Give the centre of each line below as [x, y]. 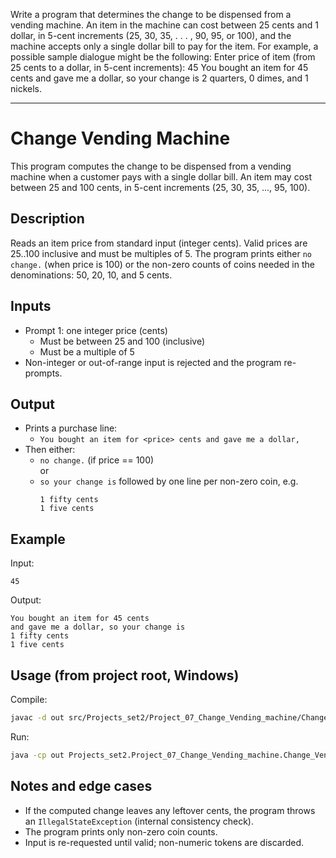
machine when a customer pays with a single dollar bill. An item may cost [161, 176]
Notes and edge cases [81, 786]
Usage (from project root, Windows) [125, 675]
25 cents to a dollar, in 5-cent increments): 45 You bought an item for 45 [159, 67]
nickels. [26, 88]
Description [47, 219]
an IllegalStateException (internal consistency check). [139, 821]
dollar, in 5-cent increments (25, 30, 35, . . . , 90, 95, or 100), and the [151, 35]
